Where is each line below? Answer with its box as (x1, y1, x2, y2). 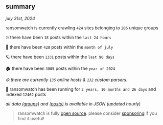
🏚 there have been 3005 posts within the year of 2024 (5, 65, 116, 71)
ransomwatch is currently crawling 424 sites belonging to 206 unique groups (5, 25, 159, 31)
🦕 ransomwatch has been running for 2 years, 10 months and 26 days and (5, 86, 156, 92)
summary (5, 2, 36, 11)
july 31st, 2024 (5, 15, 35, 21)
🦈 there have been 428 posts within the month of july (5, 44, 113, 50)
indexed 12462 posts (5, 91, 47, 97)
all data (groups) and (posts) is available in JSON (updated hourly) (5, 101, 141, 106)
